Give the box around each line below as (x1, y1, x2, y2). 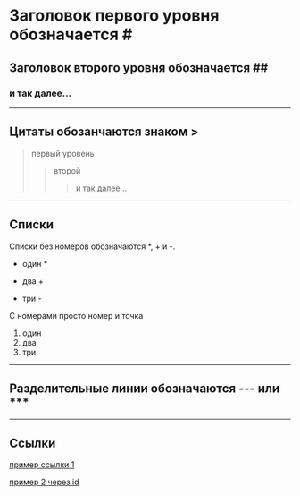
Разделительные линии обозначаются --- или (9, 381, 279, 396)
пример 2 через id (9, 476, 79, 488)
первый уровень (30, 148, 96, 158)
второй (53, 165, 81, 175)
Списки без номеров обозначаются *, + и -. (9, 241, 176, 252)
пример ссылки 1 (9, 459, 75, 470)
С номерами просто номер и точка (9, 310, 144, 321)
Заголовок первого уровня (9, 5, 220, 26)
